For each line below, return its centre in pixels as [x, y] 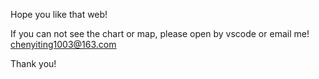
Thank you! [33, 63]
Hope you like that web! [59, 14]
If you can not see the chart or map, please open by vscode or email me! [160, 33]
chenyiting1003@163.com [63, 44]
